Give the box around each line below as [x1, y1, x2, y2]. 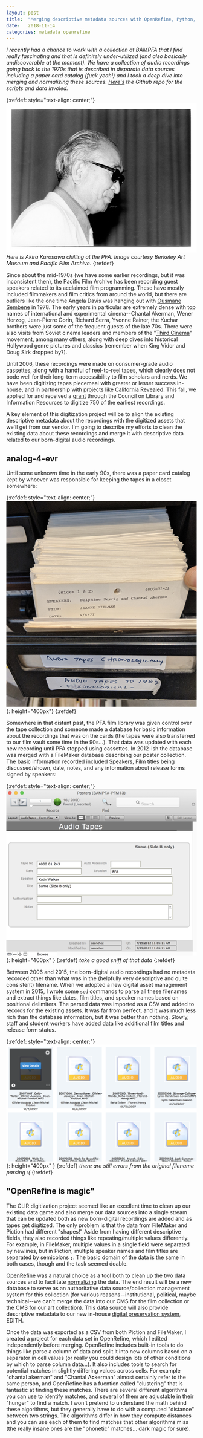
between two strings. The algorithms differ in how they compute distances [6, 1412, 192, 1419]
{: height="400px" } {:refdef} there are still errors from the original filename [6, 1162, 195, 1170]
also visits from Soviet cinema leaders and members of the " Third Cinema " [6, 329, 193, 336]
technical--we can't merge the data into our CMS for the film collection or [6, 1297, 190, 1304]
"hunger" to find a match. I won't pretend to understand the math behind [6, 1399, 187, 1406]
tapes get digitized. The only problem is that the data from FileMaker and [6, 1222, 188, 1229]
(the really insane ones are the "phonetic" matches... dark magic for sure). [6, 1425, 191, 1432]
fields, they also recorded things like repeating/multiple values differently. [6, 1234, 189, 1241]
